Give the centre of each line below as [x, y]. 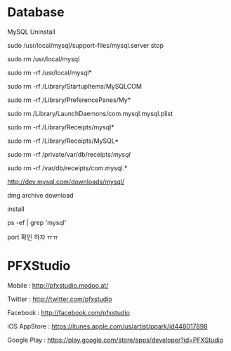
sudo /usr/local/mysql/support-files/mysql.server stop [85, 45]
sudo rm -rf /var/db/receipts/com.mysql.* [67, 168]
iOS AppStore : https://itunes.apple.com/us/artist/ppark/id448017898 [108, 326]
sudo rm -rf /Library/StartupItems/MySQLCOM [75, 86]
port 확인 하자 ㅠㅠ [33, 237]
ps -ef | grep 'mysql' [37, 222]
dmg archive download [40, 195]
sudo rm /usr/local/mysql [44, 59]
